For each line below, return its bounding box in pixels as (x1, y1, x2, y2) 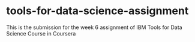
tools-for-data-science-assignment (6, 4, 189, 18)
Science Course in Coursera (6, 30, 76, 37)
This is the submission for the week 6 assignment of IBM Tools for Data (6, 24, 182, 31)
